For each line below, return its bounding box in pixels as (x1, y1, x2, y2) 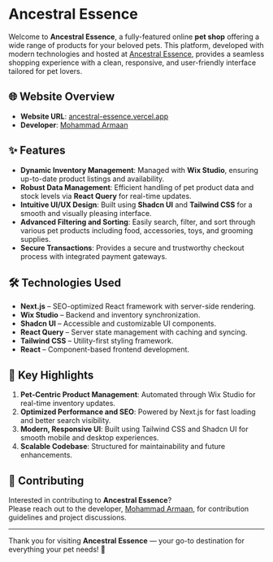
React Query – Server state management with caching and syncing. (19, 327, 248, 337)
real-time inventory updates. (19, 399, 116, 409)
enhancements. (19, 450, 73, 460)
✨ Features (8, 144, 66, 158)
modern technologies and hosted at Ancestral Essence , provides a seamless (8, 49, 265, 58)
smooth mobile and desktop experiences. (19, 433, 159, 443)
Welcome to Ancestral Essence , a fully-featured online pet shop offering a (8, 32, 260, 41)
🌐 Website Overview (8, 90, 115, 104)
